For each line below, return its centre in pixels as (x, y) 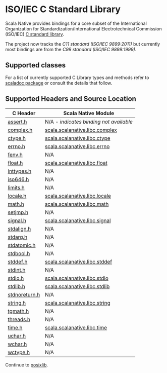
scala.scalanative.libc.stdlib (77, 286)
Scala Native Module (89, 113)
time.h (15, 327)
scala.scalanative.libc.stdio (76, 278)
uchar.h (17, 335)
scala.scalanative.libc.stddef (78, 262)
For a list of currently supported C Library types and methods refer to (77, 78)
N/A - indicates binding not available (89, 122)
